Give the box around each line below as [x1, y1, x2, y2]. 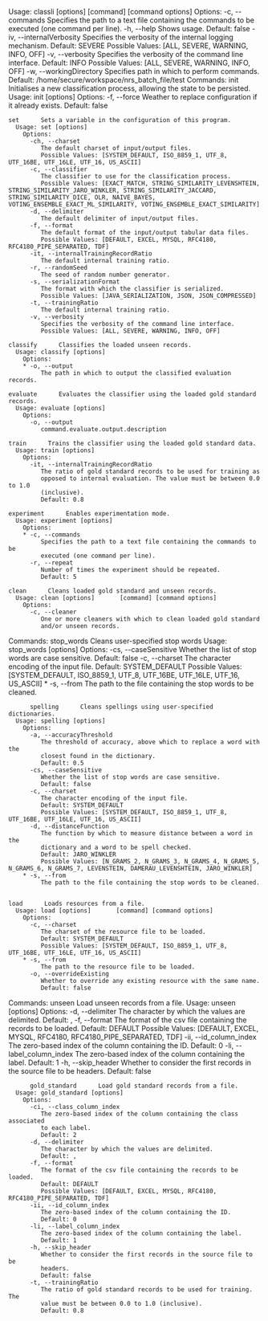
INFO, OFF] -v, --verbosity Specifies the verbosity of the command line [8, 50, 244, 59]
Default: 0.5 [40, 759, 84, 767]
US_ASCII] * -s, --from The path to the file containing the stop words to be [8, 679, 254, 688]
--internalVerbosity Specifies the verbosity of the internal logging [17, 32, 234, 42]
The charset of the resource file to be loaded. [40, 928, 206, 936]
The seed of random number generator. [40, 271, 171, 279]
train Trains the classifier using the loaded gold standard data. [8, 439, 257, 447]
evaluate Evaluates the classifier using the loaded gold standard [8, 390, 257, 398]
